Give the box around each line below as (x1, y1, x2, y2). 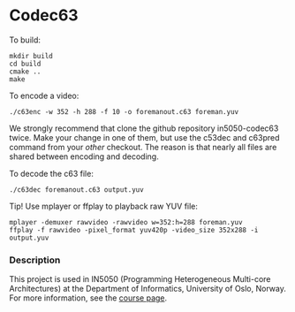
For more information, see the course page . (9, 293, 168, 303)
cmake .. (9, 67, 42, 76)
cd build (9, 59, 42, 68)
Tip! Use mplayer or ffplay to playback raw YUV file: (9, 201, 199, 211)
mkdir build (9, 51, 53, 60)
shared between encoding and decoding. (9, 151, 159, 162)
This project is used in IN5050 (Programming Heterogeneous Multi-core (9, 274, 271, 285)
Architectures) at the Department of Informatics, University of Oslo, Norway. (9, 284, 287, 294)
